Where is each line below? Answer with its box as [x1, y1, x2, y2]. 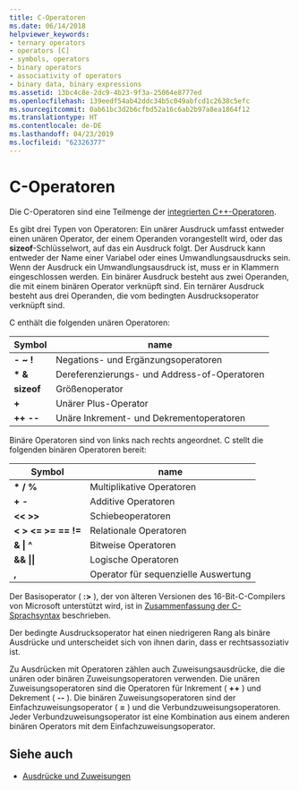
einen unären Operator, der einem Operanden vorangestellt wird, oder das [9, 233, 283, 244]
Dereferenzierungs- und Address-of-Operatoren [55, 368, 265, 381]
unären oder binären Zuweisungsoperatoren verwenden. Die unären [9, 673, 261, 683]
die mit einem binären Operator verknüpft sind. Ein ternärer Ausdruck [9, 280, 265, 291]
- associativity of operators [9, 72, 123, 81]
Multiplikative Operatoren [89, 480, 197, 493]
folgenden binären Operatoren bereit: [9, 444, 147, 455]
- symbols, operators [9, 55, 90, 64]
